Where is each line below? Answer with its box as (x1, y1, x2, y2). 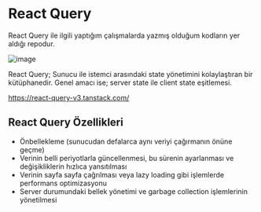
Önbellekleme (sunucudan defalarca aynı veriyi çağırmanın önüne (19, 137, 233, 146)
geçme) (19, 144, 45, 154)
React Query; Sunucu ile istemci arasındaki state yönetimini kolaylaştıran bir (8, 69, 253, 79)
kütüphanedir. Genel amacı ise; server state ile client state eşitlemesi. (8, 78, 232, 87)
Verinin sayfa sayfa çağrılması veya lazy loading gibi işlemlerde (19, 170, 225, 179)
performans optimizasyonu (19, 178, 108, 188)
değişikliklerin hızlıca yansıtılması (19, 162, 127, 171)
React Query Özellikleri (8, 115, 123, 130)
